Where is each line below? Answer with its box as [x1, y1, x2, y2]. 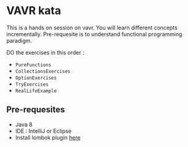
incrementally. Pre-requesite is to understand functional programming [6, 30, 182, 37]
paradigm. [6, 37, 32, 44]
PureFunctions [15, 62, 51, 68]
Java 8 [15, 121, 32, 128]
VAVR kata [6, 4, 61, 18]
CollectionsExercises [15, 68, 70, 74]
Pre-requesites [6, 105, 66, 115]
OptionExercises [15, 75, 57, 81]
